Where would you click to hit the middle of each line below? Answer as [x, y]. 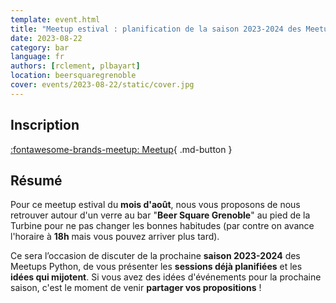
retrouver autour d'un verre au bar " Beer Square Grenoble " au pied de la [160, 215]
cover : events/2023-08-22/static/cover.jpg [102, 85]
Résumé [36, 180]
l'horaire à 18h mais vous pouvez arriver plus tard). [115, 237]
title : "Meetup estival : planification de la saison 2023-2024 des [156, 29]
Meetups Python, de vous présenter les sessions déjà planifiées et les [156, 267]
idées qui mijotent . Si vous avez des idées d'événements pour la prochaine [166, 277]
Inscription [45, 125]
